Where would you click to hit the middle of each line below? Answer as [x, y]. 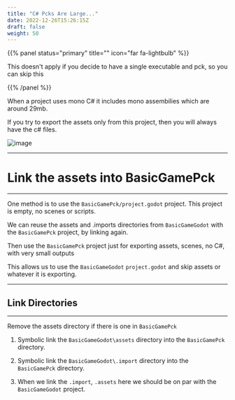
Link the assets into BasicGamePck [111, 178]
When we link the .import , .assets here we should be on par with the [117, 381]
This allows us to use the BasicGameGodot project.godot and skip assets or [114, 267]
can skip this [26, 74]
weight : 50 [23, 33]
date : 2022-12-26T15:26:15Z [48, 20]
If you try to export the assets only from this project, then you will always [112, 122]
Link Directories [43, 302]
